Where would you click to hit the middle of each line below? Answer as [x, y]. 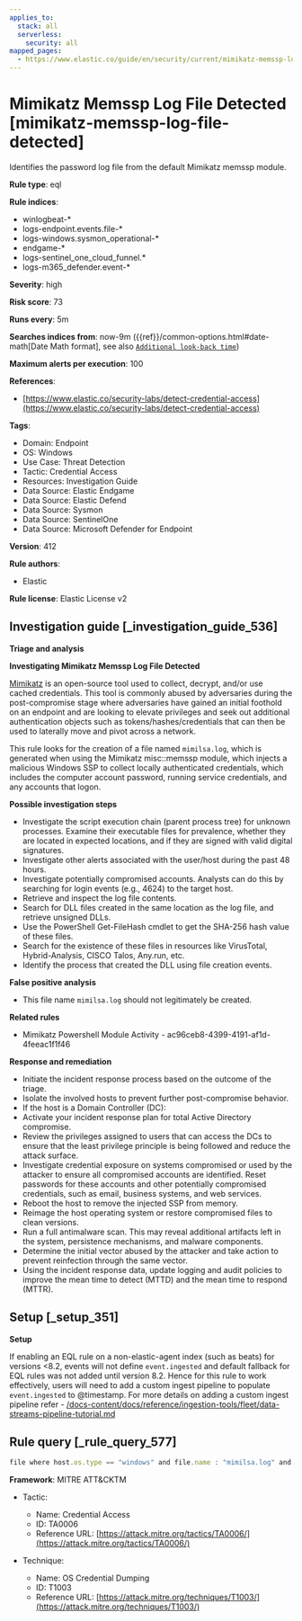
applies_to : [31, 18]
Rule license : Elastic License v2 [68, 598]
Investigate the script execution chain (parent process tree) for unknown [156, 821]
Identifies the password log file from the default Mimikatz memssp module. [148, 166]
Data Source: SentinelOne [70, 519]
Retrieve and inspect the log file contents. [99, 898]
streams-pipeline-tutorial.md [62, 1413]
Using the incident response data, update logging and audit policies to [152, 1269]
